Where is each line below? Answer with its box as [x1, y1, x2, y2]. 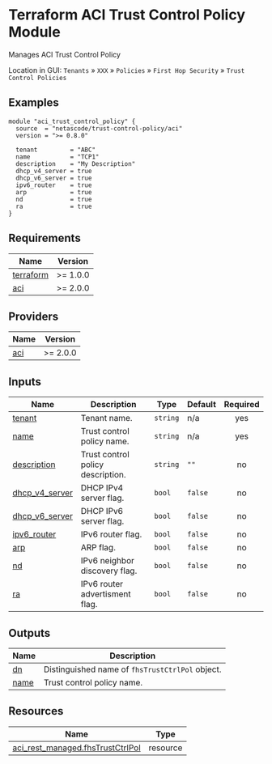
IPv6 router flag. [80, 528, 142, 540]
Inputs [8, 375, 42, 388]
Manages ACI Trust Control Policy [8, 49, 121, 59]
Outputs [8, 626, 51, 640]
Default [187, 399, 217, 410]
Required [223, 399, 260, 410]
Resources [8, 704, 64, 718]
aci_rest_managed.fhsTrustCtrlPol [12, 742, 142, 753]
